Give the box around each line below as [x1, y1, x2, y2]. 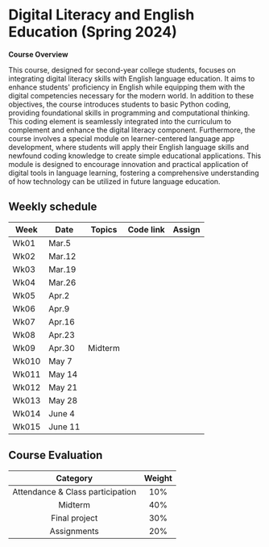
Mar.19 [48, 264, 77, 275]
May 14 [48, 369, 78, 380]
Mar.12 [48, 250, 77, 261]
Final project [51, 512, 98, 524]
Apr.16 [48, 316, 75, 328]
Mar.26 [48, 277, 77, 288]
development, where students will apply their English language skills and [8, 142, 250, 152]
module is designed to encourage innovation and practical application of [8, 159, 249, 169]
